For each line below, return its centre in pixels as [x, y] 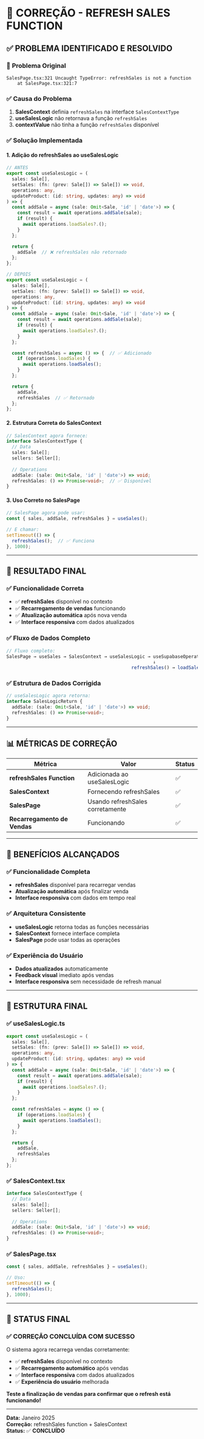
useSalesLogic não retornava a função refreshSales [81, 118]
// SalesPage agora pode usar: [46, 513]
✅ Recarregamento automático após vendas [72, 1368]
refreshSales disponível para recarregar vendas [75, 885]
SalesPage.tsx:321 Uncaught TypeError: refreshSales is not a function [99, 78]
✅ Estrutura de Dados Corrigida [54, 683]
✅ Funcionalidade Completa [48, 872]
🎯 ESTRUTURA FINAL [47, 1007]
